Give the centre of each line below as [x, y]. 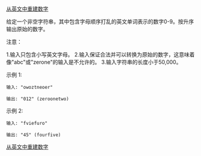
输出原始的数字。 [27, 29]
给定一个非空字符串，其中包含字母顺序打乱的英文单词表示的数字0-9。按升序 [100, 22]
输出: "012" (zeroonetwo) [37, 99]
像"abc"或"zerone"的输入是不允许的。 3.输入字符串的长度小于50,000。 [94, 62]
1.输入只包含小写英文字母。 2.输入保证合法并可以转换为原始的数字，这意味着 [100, 55]
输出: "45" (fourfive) [34, 135]
